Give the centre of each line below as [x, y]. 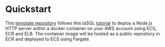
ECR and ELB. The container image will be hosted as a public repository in [82, 33]
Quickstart [28, 9]
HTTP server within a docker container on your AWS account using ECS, [81, 28]
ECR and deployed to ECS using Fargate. [48, 39]
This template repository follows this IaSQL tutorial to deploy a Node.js [79, 23]
